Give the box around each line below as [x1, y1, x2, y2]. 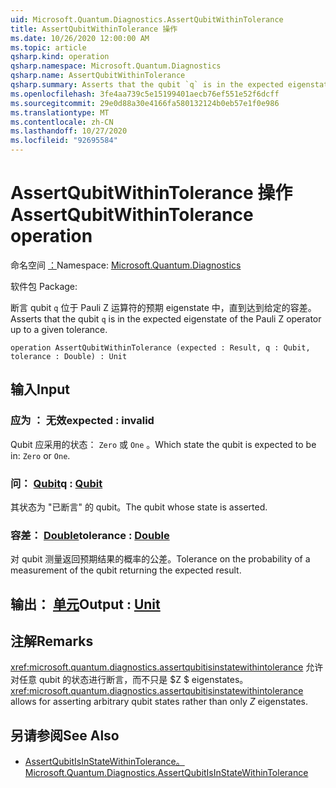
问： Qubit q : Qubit [10, 476, 103, 490]
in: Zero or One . [10, 449, 71, 461]
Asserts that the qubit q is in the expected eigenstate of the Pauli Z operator [10, 312, 322, 325]
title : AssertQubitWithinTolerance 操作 [10, 24, 178, 34]
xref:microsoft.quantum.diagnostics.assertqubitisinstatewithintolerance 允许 [10, 661, 324, 673]
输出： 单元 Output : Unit [10, 596, 161, 613]
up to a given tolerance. [10, 323, 108, 335]
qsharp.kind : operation [10, 52, 110, 62]
